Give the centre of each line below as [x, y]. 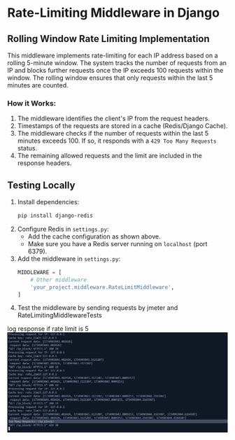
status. [27, 148]
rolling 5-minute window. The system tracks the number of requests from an [117, 63]
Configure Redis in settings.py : [63, 229]
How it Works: [32, 103]
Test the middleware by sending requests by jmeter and [98, 308]
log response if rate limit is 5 [48, 329]
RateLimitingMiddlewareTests [60, 315]
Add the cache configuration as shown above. [94, 236]
